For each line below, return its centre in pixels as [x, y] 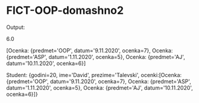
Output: [16, 27]
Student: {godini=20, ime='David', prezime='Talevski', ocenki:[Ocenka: [94, 75]
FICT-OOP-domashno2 [65, 11]
